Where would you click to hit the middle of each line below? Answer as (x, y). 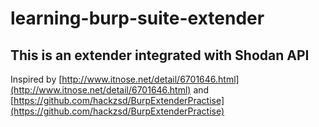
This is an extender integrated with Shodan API (160, 55)
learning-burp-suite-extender (137, 18)
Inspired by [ (36, 79)
